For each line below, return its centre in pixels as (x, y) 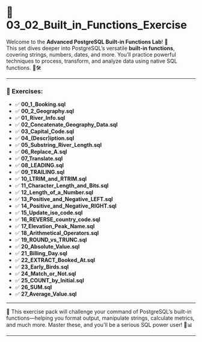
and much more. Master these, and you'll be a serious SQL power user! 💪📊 (99, 325)
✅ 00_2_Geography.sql (44, 111)
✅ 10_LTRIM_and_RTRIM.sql (51, 179)
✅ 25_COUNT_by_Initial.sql (49, 281)
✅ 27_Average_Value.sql (46, 294)
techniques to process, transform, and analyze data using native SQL (92, 61)
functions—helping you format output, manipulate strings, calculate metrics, (100, 318)
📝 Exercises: (25, 91)
